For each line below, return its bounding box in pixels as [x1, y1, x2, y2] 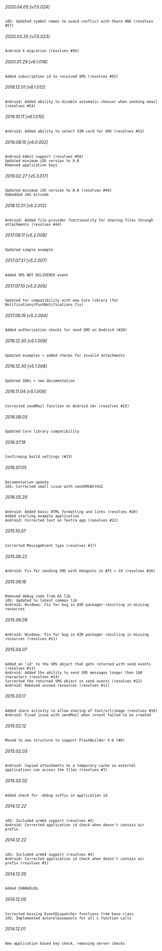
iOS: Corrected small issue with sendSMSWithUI [5, 484, 104, 489]
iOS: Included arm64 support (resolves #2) [5, 852, 95, 857]
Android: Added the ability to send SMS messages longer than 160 [5, 670, 143, 675]
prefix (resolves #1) [5, 861, 49, 866]
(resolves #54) [5, 103, 36, 108]
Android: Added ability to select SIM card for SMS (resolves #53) [5, 129, 145, 134]
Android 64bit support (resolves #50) [5, 154, 84, 159]
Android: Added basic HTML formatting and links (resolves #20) [5, 509, 138, 514]
